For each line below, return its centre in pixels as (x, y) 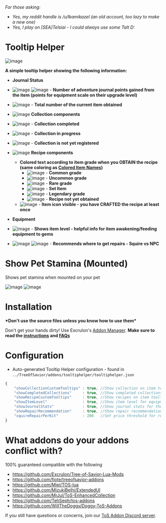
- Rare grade (59, 183)
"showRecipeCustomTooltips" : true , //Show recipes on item (82, 397)
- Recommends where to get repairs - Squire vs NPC (104, 243)
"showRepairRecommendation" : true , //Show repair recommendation (88, 411)
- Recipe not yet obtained (72, 199)
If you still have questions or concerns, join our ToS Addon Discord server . (81, 515)
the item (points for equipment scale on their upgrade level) (75, 95)
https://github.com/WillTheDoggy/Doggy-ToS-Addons (67, 506)
